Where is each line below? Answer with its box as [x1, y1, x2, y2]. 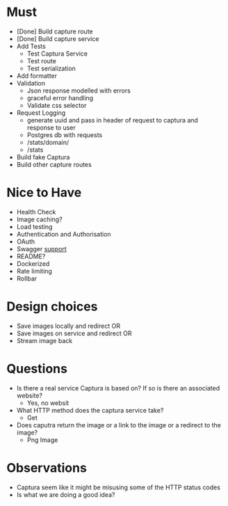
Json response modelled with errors [26, 86, 131, 95]
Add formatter [16, 71, 57, 80]
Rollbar [16, 274, 38, 283]
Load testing [16, 222, 53, 230]
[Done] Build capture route [16, 27, 93, 35]
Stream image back [16, 336, 73, 345]
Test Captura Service [26, 49, 88, 58]
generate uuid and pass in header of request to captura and [26, 116, 199, 124]
